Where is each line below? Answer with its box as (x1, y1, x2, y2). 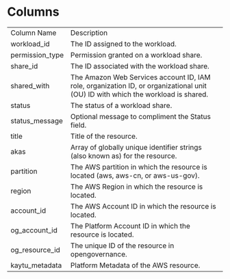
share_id (10, 61, 38, 70)
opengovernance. (71, 249, 128, 258)
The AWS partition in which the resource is (71, 162, 207, 172)
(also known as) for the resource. (71, 151, 177, 161)
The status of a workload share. (71, 101, 172, 110)
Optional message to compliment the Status (71, 111, 211, 121)
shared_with (10, 81, 50, 90)
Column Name (10, 28, 57, 38)
